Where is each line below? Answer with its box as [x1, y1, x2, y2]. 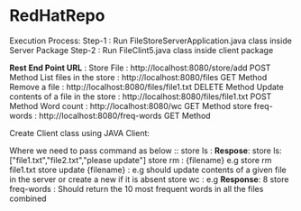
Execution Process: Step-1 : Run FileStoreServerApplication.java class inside [9, 35, 293, 46]
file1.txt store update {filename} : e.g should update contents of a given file [9, 164, 287, 175]
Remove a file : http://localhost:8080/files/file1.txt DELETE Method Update [9, 81, 284, 92]
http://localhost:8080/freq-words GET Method [39, 110, 211, 121]
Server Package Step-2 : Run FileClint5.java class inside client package [9, 44, 274, 55]
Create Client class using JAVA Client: [9, 127, 150, 138]
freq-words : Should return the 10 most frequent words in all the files [9, 183, 264, 194]
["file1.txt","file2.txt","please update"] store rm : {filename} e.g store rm [9, 154, 272, 165]
